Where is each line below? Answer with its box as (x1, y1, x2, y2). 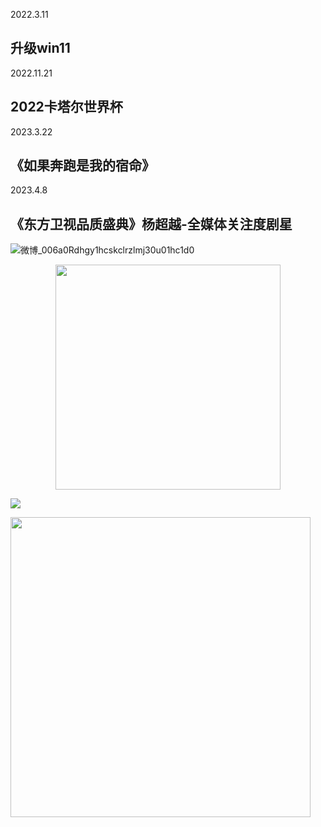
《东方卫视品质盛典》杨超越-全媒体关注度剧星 (10, 215, 293, 233)
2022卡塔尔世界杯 (10, 99, 123, 116)
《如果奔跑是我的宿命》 (10, 157, 155, 174)
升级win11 (10, 40, 71, 57)
